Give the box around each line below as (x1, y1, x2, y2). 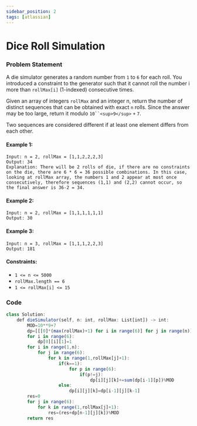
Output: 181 (6, 246, 35, 252)
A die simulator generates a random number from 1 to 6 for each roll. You (6, 73, 182, 80)
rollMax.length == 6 (14, 278, 65, 285)
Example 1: (6, 141, 33, 148)
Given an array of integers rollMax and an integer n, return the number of (6, 97, 183, 104)
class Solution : (6, 312, 46, 317)
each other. (6, 127, 34, 134)
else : (58, 383, 72, 388)
